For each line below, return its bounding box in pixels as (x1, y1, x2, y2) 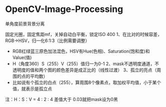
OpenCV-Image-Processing (5, 3, 123, 15)
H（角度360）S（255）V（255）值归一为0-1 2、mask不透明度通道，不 (12, 60, 159, 66)
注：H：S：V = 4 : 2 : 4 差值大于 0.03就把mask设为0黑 (5, 96, 118, 102)
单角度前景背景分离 (5, 20, 45, 26)
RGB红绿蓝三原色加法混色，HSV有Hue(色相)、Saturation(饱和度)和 (12, 48, 150, 54)
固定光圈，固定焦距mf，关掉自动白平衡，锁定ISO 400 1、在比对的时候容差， (5, 31, 162, 37)
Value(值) (12, 54, 32, 60)
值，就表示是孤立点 (12, 85, 52, 91)
